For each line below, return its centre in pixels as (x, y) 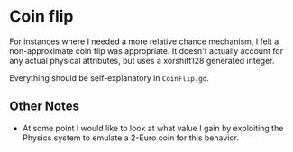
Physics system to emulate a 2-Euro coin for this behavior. (131, 138)
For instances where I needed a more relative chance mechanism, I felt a (144, 41)
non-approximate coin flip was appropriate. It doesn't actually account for (146, 50)
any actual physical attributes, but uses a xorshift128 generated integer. (142, 60)
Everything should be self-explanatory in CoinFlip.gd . (109, 77)
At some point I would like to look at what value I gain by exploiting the (153, 128)
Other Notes (44, 107)
